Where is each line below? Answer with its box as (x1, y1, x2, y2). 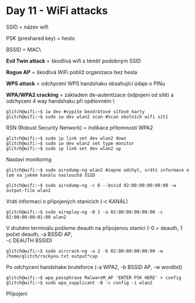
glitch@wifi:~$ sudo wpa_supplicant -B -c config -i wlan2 (6, 280, 153, 285)
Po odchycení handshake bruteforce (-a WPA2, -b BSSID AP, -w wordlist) (6, 263, 183, 270)
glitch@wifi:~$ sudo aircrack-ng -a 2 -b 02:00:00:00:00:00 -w (6, 248, 163, 254)
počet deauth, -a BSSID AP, (6, 231, 72, 238)
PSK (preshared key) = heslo (6, 34, 75, 41)
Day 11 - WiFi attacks (6, 4, 108, 18)
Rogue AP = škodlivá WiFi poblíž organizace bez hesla (6, 68, 137, 75)
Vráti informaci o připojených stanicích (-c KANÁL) (6, 197, 128, 205)
